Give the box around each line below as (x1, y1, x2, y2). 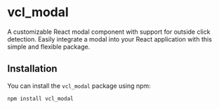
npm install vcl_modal (7, 95, 74, 102)
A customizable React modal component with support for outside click (7, 27, 211, 36)
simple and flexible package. (7, 42, 91, 51)
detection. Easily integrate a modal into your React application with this (7, 34, 213, 43)
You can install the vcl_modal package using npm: (7, 82, 151, 90)
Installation (7, 63, 58, 75)
